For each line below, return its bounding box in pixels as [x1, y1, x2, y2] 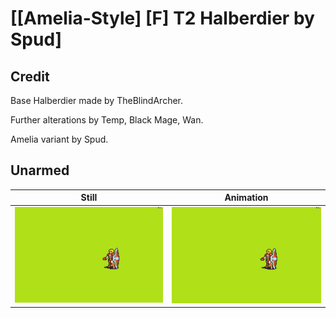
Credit [10, 68, 50, 85]
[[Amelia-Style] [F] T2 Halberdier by [10, 7, 315, 30]
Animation [224, 192, 269, 204]
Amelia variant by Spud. [10, 133, 109, 145]
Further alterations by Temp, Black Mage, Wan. [10, 114, 204, 126]
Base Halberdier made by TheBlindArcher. [10, 95, 184, 106]
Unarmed [10, 162, 70, 179]
